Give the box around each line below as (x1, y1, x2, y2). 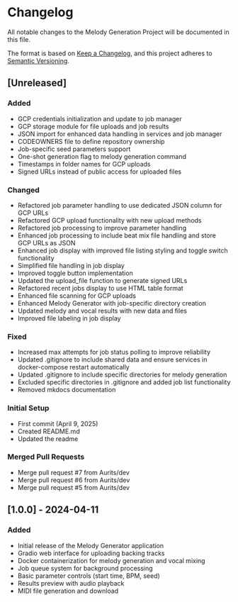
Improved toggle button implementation (17, 269, 133, 277)
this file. (7, 35, 30, 43)
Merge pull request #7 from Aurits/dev (17, 468, 130, 476)
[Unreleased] (7, 77, 67, 89)
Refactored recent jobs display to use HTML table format (17, 284, 184, 292)
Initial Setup (7, 403, 50, 413)
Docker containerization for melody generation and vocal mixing (17, 556, 205, 564)
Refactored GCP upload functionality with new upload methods (17, 216, 202, 224)
